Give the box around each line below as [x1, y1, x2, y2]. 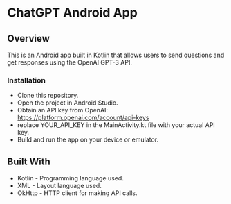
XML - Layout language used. [17, 182, 102, 190]
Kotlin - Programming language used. [17, 174, 124, 182]
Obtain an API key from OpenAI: [17, 106, 109, 114]
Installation [7, 75, 46, 85]
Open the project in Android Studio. [17, 99, 119, 107]
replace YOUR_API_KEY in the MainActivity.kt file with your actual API [17, 121, 216, 129]
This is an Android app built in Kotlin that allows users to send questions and [7, 51, 225, 59]
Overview [7, 33, 50, 44]
